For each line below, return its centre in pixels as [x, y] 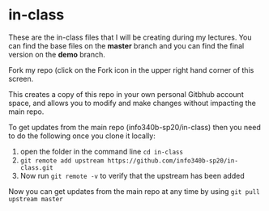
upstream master [36, 199]
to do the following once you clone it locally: [82, 136]
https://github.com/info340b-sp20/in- [173, 160]
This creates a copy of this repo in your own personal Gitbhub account [126, 94]
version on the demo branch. [57, 54]
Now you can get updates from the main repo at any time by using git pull [134, 191]
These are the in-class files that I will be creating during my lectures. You [130, 37]
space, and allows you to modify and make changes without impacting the [132, 103]
